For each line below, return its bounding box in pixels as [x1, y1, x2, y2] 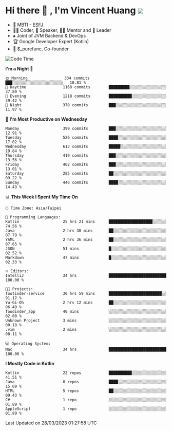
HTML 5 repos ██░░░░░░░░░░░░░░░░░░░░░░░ [5, 388, 167, 393]
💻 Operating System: [5, 341, 51, 346]
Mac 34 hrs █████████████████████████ [5, 347, 167, 352]
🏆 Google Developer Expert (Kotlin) [12, 38, 89, 44]
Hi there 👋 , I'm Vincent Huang [5, 5, 136, 16]
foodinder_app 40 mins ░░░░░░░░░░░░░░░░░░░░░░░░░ [5, 309, 167, 314]
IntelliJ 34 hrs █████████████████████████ [5, 273, 167, 278]
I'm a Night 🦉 [5, 65, 33, 71]
